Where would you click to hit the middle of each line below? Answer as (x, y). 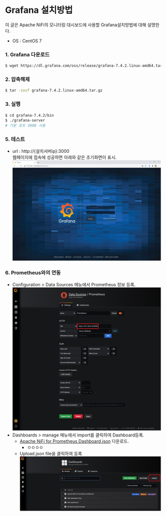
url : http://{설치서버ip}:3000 (41, 151)
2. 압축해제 (18, 80)
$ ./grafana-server (25, 121)
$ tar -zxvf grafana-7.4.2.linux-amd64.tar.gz (54, 90)
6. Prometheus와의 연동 (33, 273)
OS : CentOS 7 (27, 41)
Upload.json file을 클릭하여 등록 (51, 453)
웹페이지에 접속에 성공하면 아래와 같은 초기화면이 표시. (64, 157)
